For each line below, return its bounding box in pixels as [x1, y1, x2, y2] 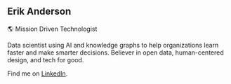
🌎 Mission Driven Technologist [7, 24, 98, 33]
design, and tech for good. [7, 55, 84, 64]
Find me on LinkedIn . [7, 69, 68, 78]
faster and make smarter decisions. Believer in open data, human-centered [7, 48, 225, 57]
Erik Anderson [7, 6, 72, 17]
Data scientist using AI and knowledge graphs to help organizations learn [7, 41, 219, 49]
